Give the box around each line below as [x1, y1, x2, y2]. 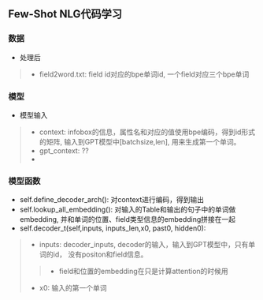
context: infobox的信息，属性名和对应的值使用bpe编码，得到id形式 [39, 127, 256, 137]
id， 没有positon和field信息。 [53, 249, 148, 259]
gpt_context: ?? [39, 145, 89, 156]
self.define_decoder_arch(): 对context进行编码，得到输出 [19, 195, 205, 204]
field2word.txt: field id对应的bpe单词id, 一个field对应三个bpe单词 [39, 69, 250, 79]
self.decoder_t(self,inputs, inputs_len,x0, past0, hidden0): [19, 223, 206, 233]
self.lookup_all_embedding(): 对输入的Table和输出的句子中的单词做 [19, 204, 236, 215]
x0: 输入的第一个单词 [39, 283, 108, 293]
